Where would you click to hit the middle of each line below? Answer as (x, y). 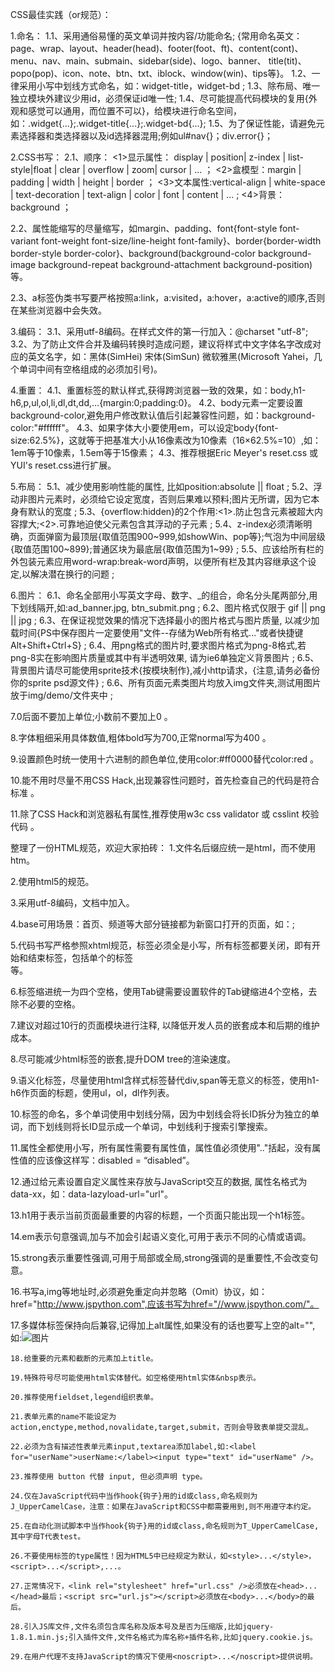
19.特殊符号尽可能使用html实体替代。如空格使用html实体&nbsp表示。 (135, 1378)
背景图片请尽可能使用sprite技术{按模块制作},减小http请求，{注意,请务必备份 (165, 670)
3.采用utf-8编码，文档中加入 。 (72, 902)
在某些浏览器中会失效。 (58, 310)
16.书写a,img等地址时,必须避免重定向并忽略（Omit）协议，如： (139, 1291)
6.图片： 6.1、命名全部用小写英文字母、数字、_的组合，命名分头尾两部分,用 (164, 595)
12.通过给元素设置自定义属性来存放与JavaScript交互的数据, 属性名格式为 (159, 1181)
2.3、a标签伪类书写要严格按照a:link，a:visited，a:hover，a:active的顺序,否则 (168, 297)
